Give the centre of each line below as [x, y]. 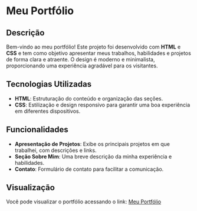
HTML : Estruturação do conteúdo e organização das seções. [89, 98]
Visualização [30, 188]
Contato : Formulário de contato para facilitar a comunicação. [89, 169]
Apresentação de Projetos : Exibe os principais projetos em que [92, 144]
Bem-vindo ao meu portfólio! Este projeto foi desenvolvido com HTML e [93, 47]
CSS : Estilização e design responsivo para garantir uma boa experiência [102, 105]
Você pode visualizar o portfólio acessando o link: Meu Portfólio [83, 202]
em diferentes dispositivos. [47, 111]
